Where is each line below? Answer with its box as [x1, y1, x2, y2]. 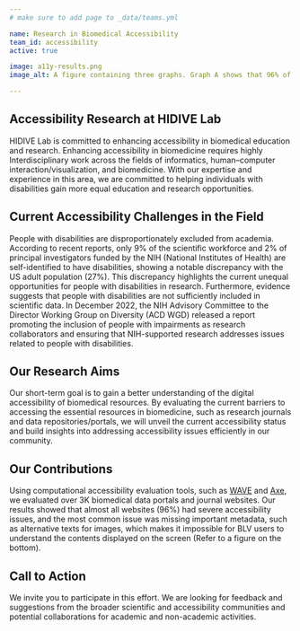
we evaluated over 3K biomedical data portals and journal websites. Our [9, 495, 276, 505]
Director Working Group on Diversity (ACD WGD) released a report [9, 309, 256, 320]
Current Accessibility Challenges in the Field [9, 209, 265, 224]
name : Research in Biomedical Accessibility [9, 29, 179, 39]
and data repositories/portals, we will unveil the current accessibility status [9, 416, 287, 427]
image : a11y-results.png [9, 62, 102, 72]
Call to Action [9, 568, 87, 583]
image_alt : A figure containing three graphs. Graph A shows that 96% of [9, 71, 292, 80]
